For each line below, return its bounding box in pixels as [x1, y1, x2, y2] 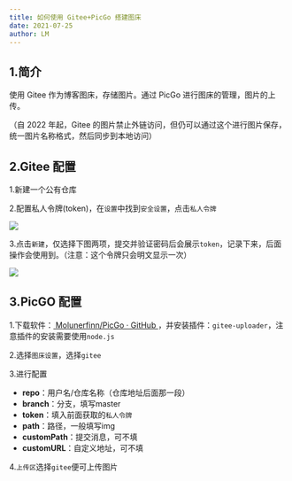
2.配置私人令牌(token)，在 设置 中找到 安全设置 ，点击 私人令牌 [9, 203, 217, 213]
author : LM [9, 29, 50, 38]
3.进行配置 [9, 369, 48, 379]
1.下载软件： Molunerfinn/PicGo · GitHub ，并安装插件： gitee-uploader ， [9, 320, 276, 330]
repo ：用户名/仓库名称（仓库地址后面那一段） [21, 387, 190, 398]
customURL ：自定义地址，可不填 [21, 442, 144, 453]
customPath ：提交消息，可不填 [21, 431, 138, 442]
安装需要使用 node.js [39, 330, 115, 341]
